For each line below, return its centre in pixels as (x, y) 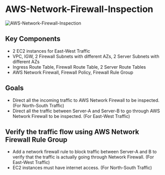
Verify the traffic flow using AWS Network (72, 132)
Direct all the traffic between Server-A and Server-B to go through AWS (86, 111)
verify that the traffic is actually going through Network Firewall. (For (83, 157)
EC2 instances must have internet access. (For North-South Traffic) (82, 168)
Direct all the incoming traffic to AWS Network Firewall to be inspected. (86, 100)
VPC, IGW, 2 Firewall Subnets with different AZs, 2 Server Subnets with (86, 56)
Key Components (33, 39)
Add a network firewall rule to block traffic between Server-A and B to (85, 152)
